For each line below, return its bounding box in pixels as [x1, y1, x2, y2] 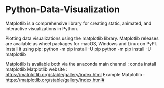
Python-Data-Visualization [5, 4, 120, 15]
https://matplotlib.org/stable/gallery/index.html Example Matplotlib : [5, 71, 145, 77]
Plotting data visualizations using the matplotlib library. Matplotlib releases [5, 35, 159, 41]
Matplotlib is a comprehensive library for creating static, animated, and [5, 20, 152, 26]
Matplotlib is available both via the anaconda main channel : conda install [5, 61, 157, 67]
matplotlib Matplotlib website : [5, 66, 68, 72]
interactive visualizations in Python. [5, 25, 79, 31]
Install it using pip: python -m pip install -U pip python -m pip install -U [5, 46, 151, 52]
